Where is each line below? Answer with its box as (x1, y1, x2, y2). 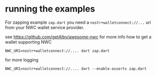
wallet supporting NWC (5, 39, 52, 45)
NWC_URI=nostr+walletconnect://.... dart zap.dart (5, 48, 110, 53)
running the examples (5, 3, 95, 15)
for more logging (5, 57, 39, 62)
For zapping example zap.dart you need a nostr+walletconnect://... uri (5, 19, 152, 25)
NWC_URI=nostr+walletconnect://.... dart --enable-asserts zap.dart (5, 66, 147, 71)
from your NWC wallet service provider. (5, 24, 85, 30)
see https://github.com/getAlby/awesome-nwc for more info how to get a (5, 34, 152, 40)
